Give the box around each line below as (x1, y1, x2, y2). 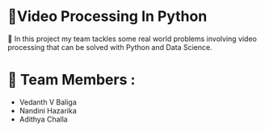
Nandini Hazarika (19, 105, 78, 115)
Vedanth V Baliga (19, 97, 78, 107)
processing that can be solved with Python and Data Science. (7, 42, 212, 52)
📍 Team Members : (7, 71, 136, 89)
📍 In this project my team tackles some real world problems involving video (7, 34, 258, 43)
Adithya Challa (19, 114, 68, 124)
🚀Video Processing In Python (7, 7, 208, 26)
